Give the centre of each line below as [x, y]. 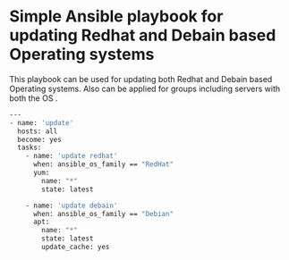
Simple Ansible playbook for [116, 17]
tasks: [30, 148]
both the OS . [34, 98]
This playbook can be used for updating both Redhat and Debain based [141, 79]
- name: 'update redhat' [72, 156]
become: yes [40, 139]
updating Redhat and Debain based [143, 35]
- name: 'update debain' [72, 205]
